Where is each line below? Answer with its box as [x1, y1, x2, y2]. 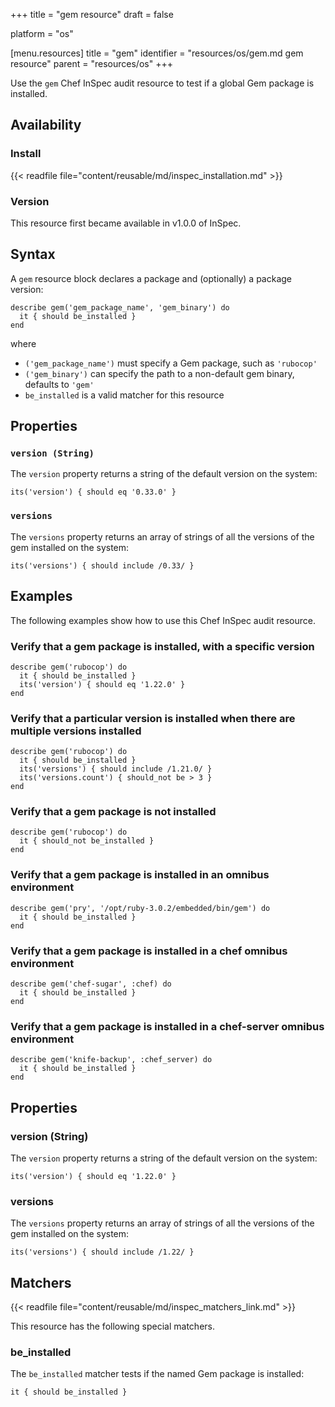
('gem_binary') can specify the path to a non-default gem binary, [24, 367, 295, 379]
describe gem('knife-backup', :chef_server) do [10, 1055, 213, 1065]
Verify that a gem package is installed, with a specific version [10, 639, 315, 653]
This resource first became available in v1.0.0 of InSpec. [10, 217, 242, 229]
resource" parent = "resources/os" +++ [10, 58, 173, 69]
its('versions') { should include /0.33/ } [10, 560, 195, 571]
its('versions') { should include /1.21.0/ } [19, 764, 213, 774]
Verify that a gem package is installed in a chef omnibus [10, 944, 288, 958]
